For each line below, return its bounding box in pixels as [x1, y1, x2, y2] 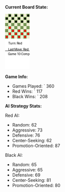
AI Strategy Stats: [5, 103, 42, 109]
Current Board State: [5, 4, 48, 10]
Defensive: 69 [12, 172, 41, 178]
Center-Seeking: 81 [12, 177, 51, 183]
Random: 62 [12, 122, 37, 128]
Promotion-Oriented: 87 [12, 143, 60, 149]
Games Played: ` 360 [12, 83, 55, 89]
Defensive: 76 [12, 132, 41, 138]
